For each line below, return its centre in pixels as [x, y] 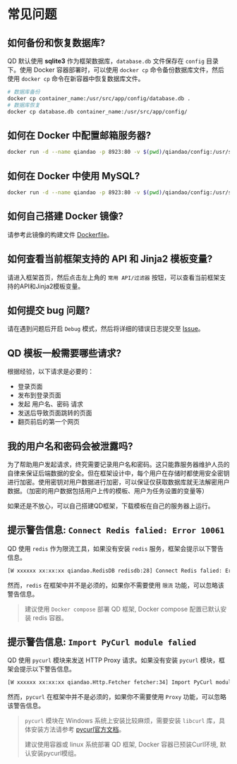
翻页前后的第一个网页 [48, 422]
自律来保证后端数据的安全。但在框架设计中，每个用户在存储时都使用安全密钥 [119, 473]
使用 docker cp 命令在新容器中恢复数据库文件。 [76, 79]
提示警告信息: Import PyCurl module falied [102, 642]
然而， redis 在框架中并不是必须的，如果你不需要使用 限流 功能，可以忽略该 [116, 585]
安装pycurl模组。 [55, 753]
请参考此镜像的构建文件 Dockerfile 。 [60, 234]
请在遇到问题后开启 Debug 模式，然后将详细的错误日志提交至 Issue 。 [106, 329]
